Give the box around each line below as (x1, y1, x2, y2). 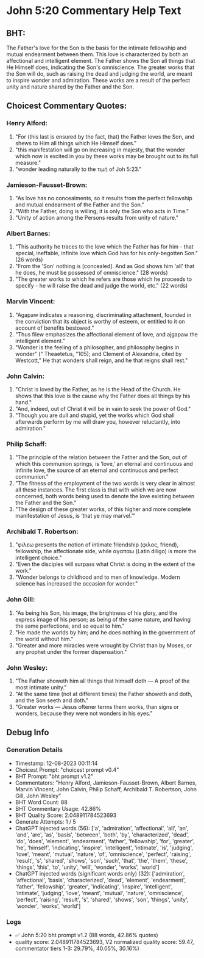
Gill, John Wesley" (15, 792, 62, 799)
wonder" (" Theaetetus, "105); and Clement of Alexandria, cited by (15, 350, 182, 357)
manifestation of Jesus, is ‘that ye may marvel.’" (15, 512, 136, 520)
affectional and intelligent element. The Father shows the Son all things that (6, 57, 195, 64)
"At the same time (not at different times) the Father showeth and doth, (15, 691, 193, 698)
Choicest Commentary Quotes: (6, 101, 127, 111)
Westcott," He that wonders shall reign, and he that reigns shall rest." (15, 357, 188, 364)
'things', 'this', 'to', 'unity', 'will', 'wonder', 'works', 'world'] (15, 863, 160, 871)
